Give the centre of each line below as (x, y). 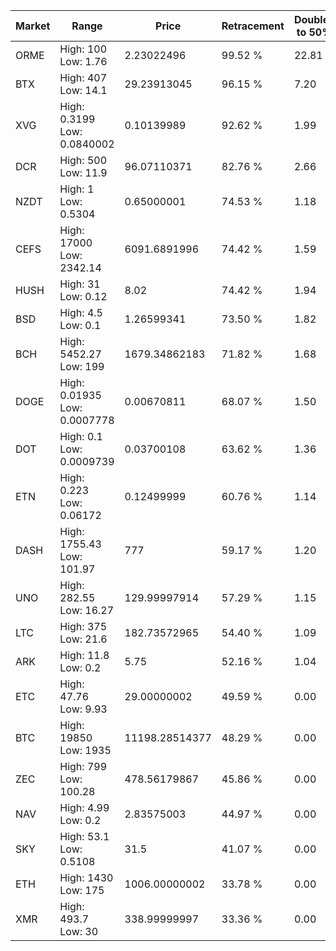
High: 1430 (86, 877)
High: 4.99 (84, 807)
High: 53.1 (84, 836)
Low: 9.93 (83, 709)
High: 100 (83, 49)
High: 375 (83, 626)
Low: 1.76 (83, 61)
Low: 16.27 (87, 610)
